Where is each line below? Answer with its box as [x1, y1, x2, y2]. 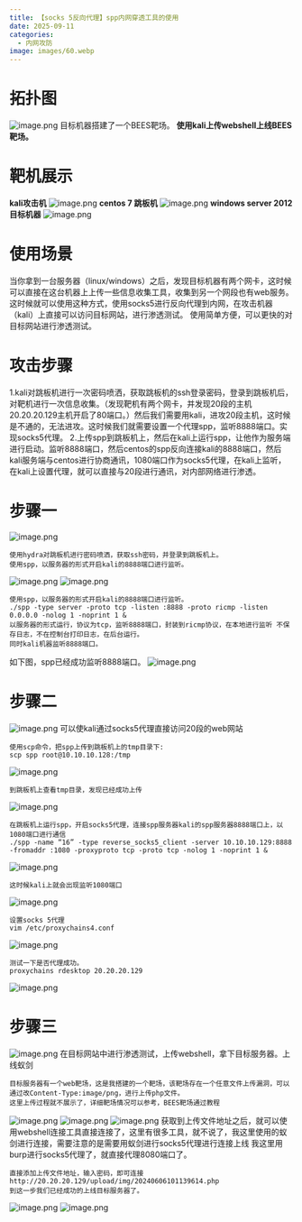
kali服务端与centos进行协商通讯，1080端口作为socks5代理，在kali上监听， [9, 455, 287, 465]
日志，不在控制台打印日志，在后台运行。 [15, 629, 144, 639]
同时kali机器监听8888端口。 [9, 639, 103, 648]
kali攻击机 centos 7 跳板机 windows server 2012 [9, 198, 293, 208]
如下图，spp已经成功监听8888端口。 [9, 656, 146, 667]
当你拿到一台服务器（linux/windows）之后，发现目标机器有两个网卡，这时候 [9, 275, 292, 286]
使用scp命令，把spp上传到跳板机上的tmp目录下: [9, 742, 164, 751]
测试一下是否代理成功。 [9, 958, 84, 968]
